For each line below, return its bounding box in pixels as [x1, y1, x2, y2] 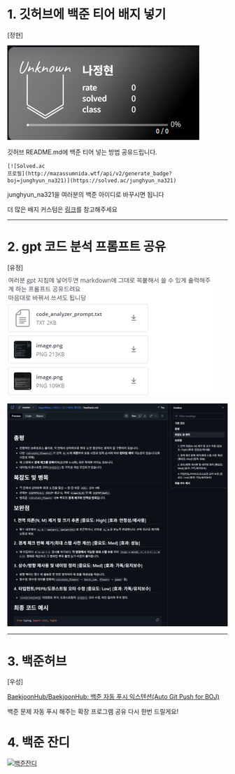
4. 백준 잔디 [7, 735, 70, 750]
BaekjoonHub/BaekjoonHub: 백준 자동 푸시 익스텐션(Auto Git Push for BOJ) [7, 693, 220, 701]
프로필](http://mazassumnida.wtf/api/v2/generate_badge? [7, 170, 173, 177]
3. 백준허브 [7, 653, 67, 669]
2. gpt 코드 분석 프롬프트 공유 [7, 239, 166, 255]
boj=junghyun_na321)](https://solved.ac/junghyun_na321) [7, 177, 177, 184]
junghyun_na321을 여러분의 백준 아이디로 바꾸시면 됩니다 [7, 190, 164, 198]
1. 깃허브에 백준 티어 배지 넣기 [7, 6, 166, 22]
